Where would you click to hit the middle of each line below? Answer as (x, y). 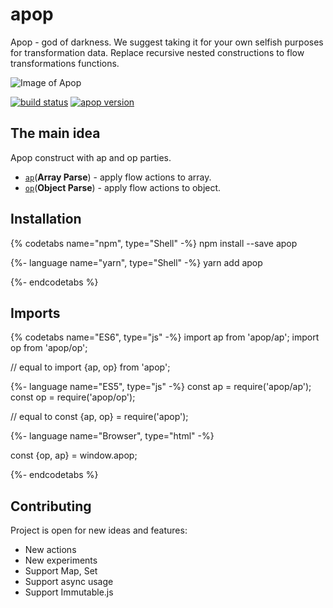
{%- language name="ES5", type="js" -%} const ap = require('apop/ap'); (161, 387)
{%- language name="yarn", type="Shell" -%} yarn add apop (136, 262)
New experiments (61, 560)
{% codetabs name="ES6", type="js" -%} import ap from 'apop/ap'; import (165, 337)
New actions (50, 550)
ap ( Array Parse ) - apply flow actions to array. (118, 177)
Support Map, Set (61, 571)
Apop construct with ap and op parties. (91, 157)
